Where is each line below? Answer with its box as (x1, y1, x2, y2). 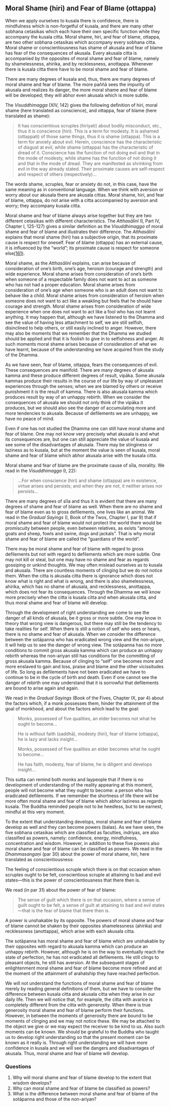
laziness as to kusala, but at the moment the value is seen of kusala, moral (5, 447, 160, 453)
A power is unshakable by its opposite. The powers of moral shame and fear (5, 917, 164, 923)
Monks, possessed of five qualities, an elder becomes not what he (17, 715, 156, 722)
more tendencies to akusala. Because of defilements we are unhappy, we (5, 410, 158, 416)
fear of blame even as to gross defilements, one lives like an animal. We (5, 509, 154, 515)
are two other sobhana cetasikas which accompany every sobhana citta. (5, 39, 157, 45)
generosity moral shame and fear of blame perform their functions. (5, 1007, 145, 1013)
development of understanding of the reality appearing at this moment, (5, 782, 153, 788)
